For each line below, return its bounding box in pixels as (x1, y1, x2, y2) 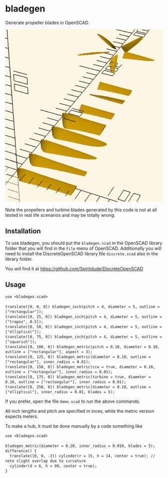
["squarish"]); (5, 339, 37, 344)
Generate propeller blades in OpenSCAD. (5, 20, 89, 26)
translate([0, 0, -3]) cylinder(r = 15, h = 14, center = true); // (9, 453, 155, 458)
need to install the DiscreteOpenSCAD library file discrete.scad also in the (5, 251, 158, 257)
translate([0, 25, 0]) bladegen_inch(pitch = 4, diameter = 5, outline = (5, 314, 162, 319)
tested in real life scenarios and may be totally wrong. (5, 212, 115, 218)
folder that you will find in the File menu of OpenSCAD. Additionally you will (5, 245, 161, 251)
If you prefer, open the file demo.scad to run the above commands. (5, 398, 140, 404)
